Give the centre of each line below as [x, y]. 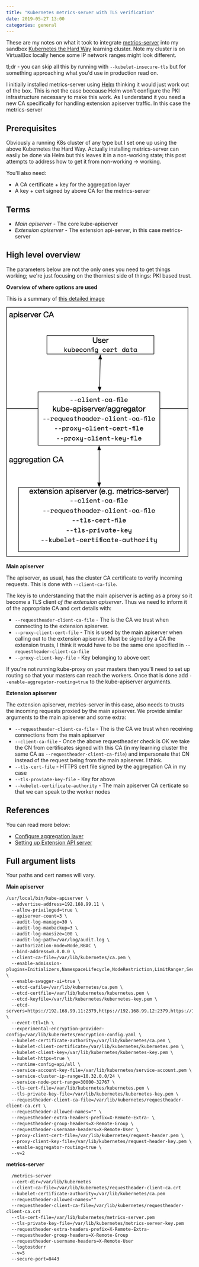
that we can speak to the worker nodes [62, 791]
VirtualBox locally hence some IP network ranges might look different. [91, 55]
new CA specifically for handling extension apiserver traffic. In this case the [98, 103]
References [28, 811]
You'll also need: [26, 173]
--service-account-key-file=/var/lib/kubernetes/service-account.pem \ [102, 1071]
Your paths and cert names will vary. [51, 876]
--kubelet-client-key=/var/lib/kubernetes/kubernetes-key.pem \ [92, 1053]
